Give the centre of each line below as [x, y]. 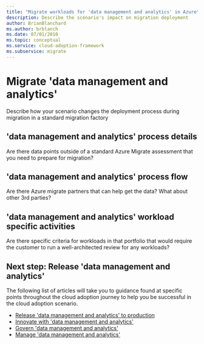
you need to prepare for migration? [50, 158]
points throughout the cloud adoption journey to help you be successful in [99, 297]
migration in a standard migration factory [57, 117]
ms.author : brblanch [32, 29]
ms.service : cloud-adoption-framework [55, 46]
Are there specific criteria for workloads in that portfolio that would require [99, 241]
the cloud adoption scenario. [42, 303]
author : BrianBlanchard [36, 23]
